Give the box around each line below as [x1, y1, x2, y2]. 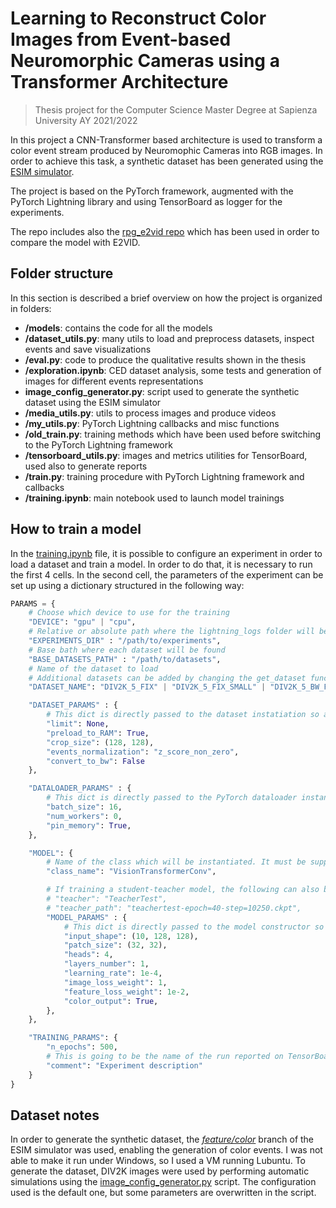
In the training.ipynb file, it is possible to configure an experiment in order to [10, 547, 323, 559]
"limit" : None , [46, 719, 110, 729]
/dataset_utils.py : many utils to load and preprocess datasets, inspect [24, 332, 315, 344]
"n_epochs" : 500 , [46, 1042, 118, 1052]
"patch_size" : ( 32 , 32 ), [63, 940, 168, 951]
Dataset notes [10, 1107, 100, 1124]
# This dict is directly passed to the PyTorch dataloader [46, 793, 298, 803]
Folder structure [10, 265, 114, 282]
